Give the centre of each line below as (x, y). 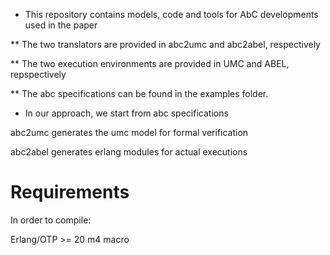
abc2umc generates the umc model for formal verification (129, 132)
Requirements (70, 192)
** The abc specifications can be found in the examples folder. (139, 93)
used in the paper (61, 25)
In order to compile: (51, 220)
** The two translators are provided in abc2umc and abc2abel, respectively (165, 44)
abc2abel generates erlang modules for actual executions (129, 152)
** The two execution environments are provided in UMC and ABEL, (150, 63)
